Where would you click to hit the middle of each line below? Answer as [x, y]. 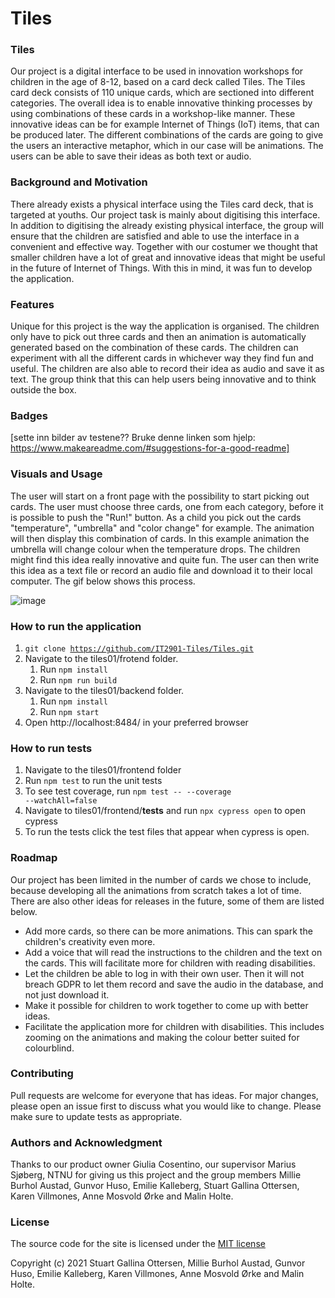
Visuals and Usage [56, 474]
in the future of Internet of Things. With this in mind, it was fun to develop [161, 268]
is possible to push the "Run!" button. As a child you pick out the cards [156, 517]
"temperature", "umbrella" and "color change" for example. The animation [162, 528]
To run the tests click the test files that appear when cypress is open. [167, 832]
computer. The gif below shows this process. [103, 581]
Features [32, 304]
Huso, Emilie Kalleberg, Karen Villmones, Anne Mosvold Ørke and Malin [157, 1274]
